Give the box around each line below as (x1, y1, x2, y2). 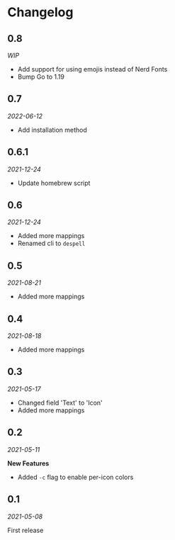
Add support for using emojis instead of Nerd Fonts (17, 65, 168, 73)
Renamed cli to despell (17, 239, 86, 248)
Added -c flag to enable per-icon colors (17, 473, 134, 481)
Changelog (7, 4, 74, 21)
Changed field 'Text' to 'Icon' (17, 398, 103, 407)
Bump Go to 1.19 (17, 72, 65, 81)
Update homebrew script (17, 179, 91, 187)
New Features (7, 459, 50, 468)
